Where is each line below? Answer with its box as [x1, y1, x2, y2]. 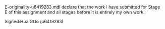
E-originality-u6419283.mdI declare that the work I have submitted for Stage [4, 4, 161, 10]
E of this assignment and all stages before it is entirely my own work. [4, 9, 145, 15]
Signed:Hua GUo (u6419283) [4, 19, 64, 24]
